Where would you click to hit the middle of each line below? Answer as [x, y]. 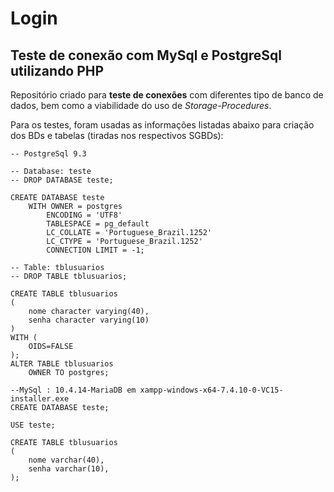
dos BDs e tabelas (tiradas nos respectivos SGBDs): [117, 135]
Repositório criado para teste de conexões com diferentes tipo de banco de [167, 95]
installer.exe [40, 399]
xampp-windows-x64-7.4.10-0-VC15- [211, 390]
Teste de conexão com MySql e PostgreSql [146, 55]
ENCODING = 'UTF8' [84, 215]
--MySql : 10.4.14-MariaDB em [73, 390]
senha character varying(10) [89, 320]
